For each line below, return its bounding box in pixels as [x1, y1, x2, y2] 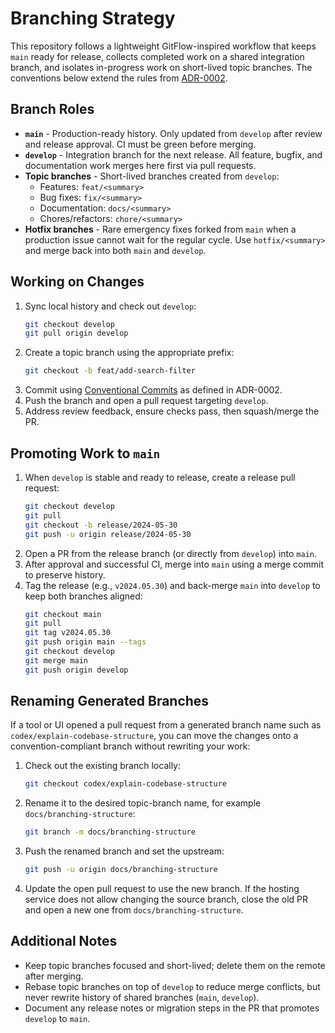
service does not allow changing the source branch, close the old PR [24, 893, 309, 906]
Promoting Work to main [10, 445, 161, 462]
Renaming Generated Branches [10, 693, 210, 710]
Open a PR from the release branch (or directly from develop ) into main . [24, 547, 318, 559]
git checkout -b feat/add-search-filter [24, 366, 196, 376]
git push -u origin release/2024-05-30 [24, 529, 192, 539]
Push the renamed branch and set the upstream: [24, 845, 225, 857]
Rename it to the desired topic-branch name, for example [24, 797, 262, 809]
